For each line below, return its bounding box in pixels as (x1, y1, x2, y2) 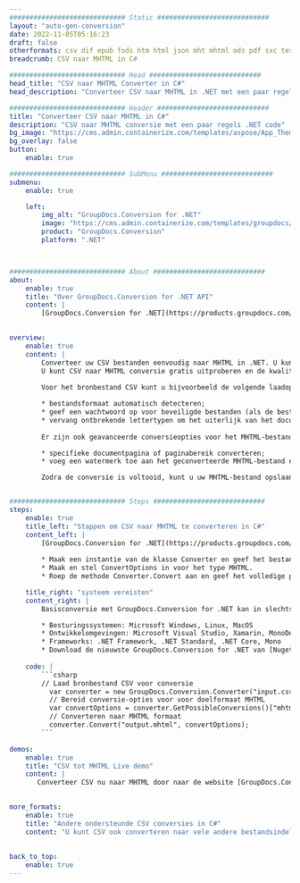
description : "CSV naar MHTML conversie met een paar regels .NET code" (9, 120, 286, 130)
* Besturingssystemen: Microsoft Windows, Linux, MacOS (41, 620, 254, 630)
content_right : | (25, 596, 90, 605)
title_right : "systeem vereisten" (25, 587, 154, 597)
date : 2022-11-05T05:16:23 (9, 29, 110, 38)
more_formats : (9, 803, 62, 812)
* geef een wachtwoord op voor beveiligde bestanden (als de (41, 408, 274, 416)
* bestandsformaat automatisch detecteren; (41, 399, 205, 408)
